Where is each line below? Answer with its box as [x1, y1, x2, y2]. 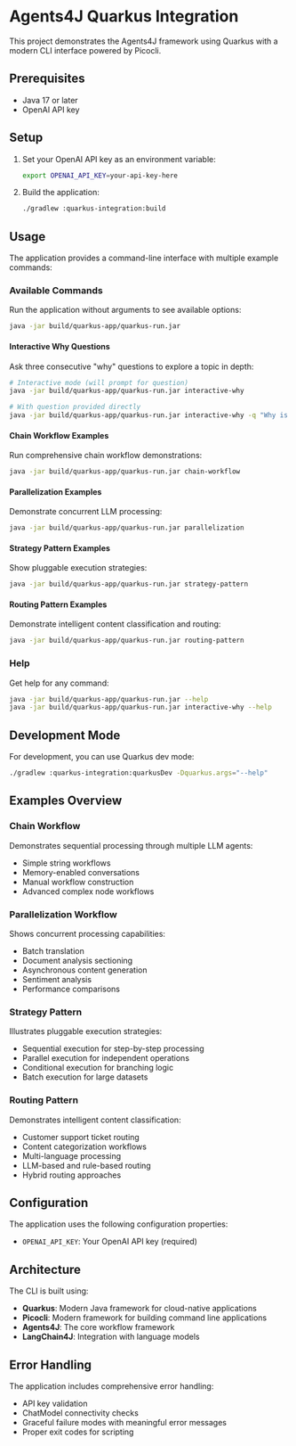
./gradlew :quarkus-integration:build [21, 204, 166, 213]
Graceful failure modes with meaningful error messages [21, 1417, 227, 1428]
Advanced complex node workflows [21, 885, 155, 897]
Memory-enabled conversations [21, 867, 140, 877]
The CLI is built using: [9, 1286, 89, 1296]
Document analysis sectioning [21, 956, 133, 966]
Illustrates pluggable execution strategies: [9, 1026, 163, 1037]
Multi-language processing [21, 1150, 122, 1161]
